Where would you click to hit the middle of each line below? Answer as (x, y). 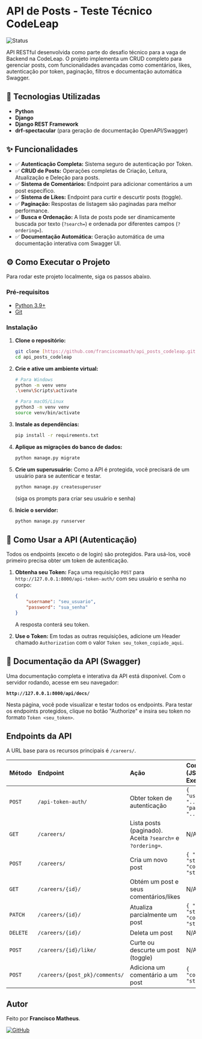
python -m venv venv (41, 385)
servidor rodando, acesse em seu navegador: (63, 682)
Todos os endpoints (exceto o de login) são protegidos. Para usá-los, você (99, 554)
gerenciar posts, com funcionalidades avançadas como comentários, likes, (99, 65)
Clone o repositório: (40, 340)
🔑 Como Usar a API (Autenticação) (72, 540)
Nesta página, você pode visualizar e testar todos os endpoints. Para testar (99, 704)
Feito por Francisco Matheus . (43, 1019)
